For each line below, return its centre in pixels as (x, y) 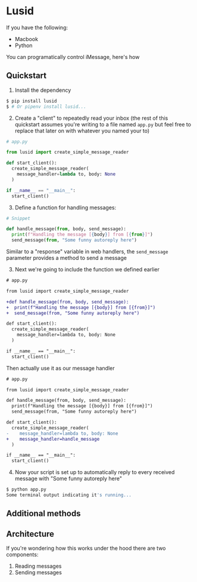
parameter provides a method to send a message (66, 258)
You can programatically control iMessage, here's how (73, 57)
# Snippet (18, 218)
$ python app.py (26, 490)
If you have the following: (37, 27)
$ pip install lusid (32, 101)
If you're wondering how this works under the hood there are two (86, 548)
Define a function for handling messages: (65, 208)
